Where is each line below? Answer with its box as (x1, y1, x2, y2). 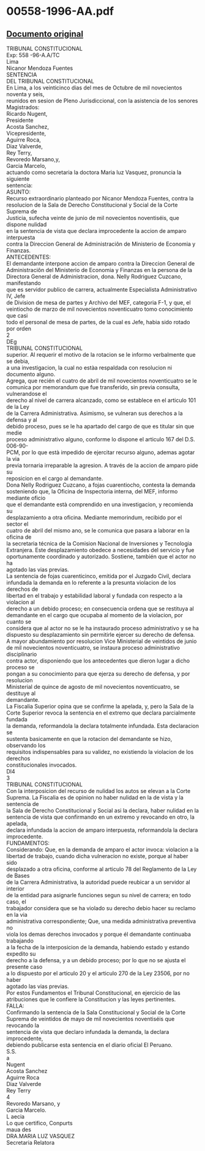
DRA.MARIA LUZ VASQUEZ (6, 1133, 75, 1139)
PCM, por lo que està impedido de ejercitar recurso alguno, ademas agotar (6, 449, 195, 456)
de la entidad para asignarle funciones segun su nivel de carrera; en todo (6, 892, 192, 898)
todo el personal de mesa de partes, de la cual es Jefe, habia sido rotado (6, 319, 190, 325)
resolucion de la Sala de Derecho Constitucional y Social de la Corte (6, 201, 178, 208)
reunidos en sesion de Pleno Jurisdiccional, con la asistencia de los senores (6, 97, 198, 104)
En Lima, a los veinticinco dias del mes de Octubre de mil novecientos (6, 84, 182, 91)
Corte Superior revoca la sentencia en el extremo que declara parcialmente (6, 709, 196, 716)
